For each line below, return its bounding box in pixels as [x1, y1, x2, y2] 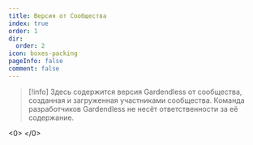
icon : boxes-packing [8, 49, 79, 58]
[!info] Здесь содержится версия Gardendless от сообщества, [28, 87, 242, 96]
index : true [8, 19, 49, 28]
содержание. [28, 113, 75, 122]
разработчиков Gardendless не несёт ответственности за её [28, 104, 238, 113]
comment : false [8, 65, 60, 73]
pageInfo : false [8, 58, 63, 66]
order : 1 [8, 27, 38, 35]
